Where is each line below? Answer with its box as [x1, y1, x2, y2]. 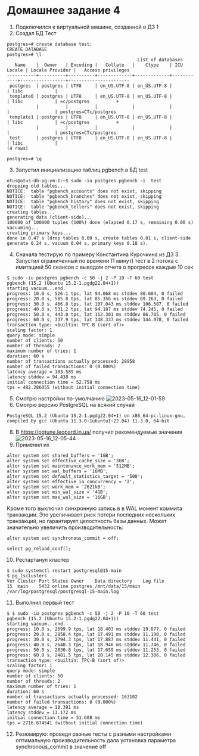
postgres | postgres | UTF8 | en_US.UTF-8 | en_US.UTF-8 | [9, 83, 172, 89]
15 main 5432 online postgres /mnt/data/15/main [7, 583, 141, 589]
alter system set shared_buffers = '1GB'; [7, 452, 114, 459]
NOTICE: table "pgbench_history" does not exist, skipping [7, 198, 160, 204]
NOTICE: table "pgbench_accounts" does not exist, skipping [7, 188, 162, 194]
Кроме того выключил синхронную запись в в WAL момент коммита [7, 505, 182, 512]
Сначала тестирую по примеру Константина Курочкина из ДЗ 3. [15, 251, 181, 258]
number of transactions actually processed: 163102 [7, 693, 138, 700]
